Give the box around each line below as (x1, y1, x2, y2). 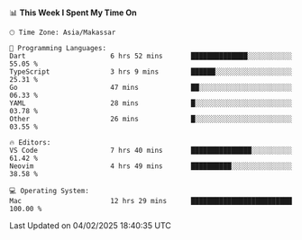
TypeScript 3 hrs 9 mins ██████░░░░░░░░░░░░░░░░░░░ (9, 67, 293, 76)
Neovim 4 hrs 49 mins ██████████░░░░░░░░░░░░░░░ (9, 162, 293, 171)
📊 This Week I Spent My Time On (9, 7, 137, 18)
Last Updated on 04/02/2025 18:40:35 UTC (9, 220, 171, 231)
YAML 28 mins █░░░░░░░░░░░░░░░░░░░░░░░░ (9, 99, 293, 108)
